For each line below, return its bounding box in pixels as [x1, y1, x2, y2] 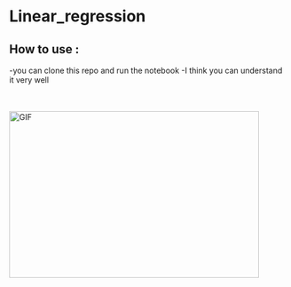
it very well [9, 75, 50, 85]
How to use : [9, 42, 80, 57]
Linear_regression [9, 6, 146, 27]
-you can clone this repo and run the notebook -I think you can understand [9, 65, 283, 76]
